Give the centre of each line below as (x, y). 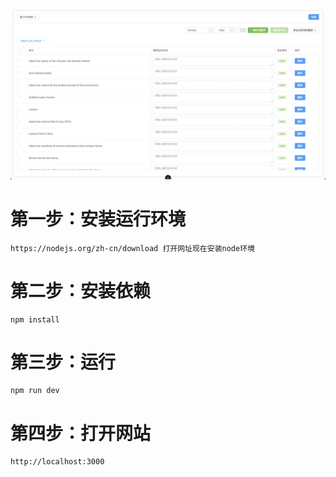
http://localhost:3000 (57, 462)
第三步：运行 (63, 362)
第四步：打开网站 (81, 433)
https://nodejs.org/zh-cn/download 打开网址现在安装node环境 (132, 248)
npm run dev (35, 391)
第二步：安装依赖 (81, 290)
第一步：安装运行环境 (98, 219)
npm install (35, 319)
